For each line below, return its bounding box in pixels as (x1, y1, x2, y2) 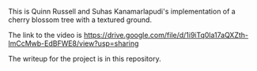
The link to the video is (8, 31, 82, 39)
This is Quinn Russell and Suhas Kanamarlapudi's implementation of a (8, 7, 236, 16)
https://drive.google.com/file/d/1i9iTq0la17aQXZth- (83, 31, 249, 39)
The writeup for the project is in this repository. (8, 54, 161, 63)
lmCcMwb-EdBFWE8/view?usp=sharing (8, 39, 139, 48)
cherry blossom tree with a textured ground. (8, 15, 153, 24)
